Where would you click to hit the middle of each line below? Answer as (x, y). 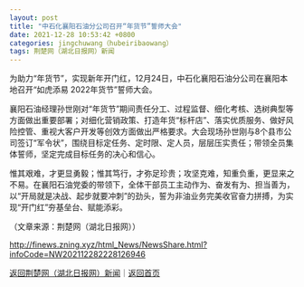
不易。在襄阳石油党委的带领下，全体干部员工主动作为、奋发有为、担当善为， (152, 185)
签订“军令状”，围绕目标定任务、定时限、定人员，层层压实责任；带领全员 (152, 143)
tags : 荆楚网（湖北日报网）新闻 (62, 52)
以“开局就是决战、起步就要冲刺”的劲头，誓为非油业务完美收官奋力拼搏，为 (148, 196)
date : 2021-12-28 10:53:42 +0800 (72, 34)
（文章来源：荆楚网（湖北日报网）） (75, 226)
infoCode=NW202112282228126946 (78, 254)
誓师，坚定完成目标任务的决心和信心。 (88, 154)
